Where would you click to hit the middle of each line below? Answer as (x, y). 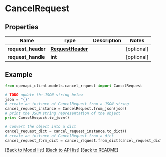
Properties (22, 27)
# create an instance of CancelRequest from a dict (59, 136)
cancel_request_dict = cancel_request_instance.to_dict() (66, 131)
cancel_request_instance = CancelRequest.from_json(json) (66, 109)
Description (107, 41)
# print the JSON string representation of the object (63, 113)
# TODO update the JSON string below (44, 95)
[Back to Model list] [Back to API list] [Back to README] (62, 150)
